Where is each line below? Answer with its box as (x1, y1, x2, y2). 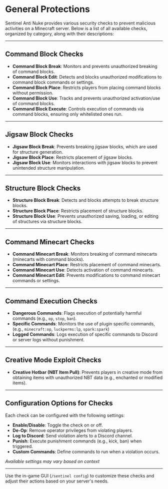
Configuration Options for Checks (5, 399, 113, 407)
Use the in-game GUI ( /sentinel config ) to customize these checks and (5, 472, 154, 478)
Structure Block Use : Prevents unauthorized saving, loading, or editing (12, 213, 159, 219)
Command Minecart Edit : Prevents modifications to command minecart (12, 272, 160, 278)
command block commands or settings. (12, 79, 94, 85)
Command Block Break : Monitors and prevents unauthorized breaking (12, 63, 157, 69)
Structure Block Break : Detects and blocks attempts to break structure (12, 197, 159, 203)
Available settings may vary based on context (5, 458, 100, 464)
